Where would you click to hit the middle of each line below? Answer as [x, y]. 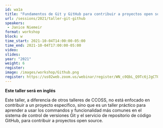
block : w [14, 37]
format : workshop [23, 32]
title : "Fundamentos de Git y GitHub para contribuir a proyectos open [79, 14]
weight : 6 [15, 63]
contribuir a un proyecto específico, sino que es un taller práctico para [75, 105]
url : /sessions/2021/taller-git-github [45, 18]
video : [12, 50]
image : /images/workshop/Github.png [42, 72]
